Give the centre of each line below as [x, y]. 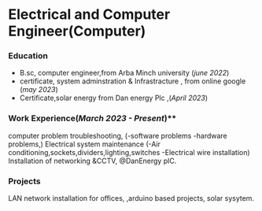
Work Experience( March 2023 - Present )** [92, 118]
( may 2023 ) [39, 90]
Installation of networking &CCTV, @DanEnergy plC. [92, 161]
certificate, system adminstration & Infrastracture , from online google [133, 81]
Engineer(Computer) [77, 31]
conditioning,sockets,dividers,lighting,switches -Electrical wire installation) [129, 152]
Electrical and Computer [89, 15]
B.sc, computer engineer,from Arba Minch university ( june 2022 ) [124, 73]
